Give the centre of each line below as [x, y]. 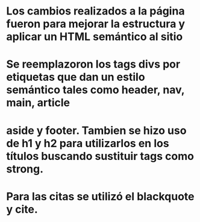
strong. [25, 169]
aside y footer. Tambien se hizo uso [96, 130]
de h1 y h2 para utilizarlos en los [88, 143]
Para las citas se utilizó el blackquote [100, 196]
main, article [38, 103]
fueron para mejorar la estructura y [96, 24]
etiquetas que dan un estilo [76, 77]
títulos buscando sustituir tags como [100, 156]
